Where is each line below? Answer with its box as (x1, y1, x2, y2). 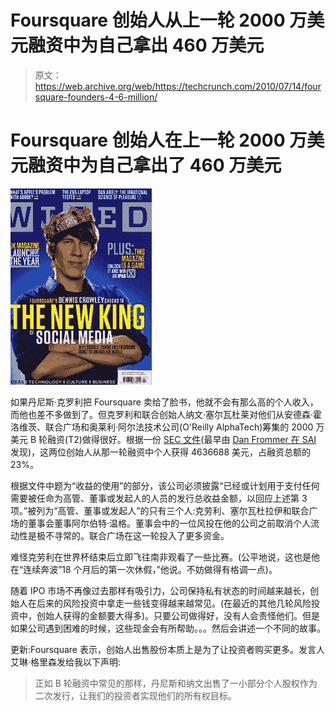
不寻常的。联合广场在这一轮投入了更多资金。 (44, 529, 230, 541)
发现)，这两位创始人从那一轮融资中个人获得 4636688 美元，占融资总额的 (10, 446, 312, 458)
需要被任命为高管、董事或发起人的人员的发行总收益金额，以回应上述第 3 (10, 492, 308, 504)
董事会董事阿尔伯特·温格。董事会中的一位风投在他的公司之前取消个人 (27, 517, 312, 529)
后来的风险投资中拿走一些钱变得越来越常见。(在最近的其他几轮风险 (36, 597, 312, 609)
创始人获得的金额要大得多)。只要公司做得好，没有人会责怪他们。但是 (36, 609, 321, 621)
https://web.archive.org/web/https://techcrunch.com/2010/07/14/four (34, 80, 322, 92)
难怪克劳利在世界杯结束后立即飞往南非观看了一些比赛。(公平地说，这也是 (10, 551, 312, 563)
